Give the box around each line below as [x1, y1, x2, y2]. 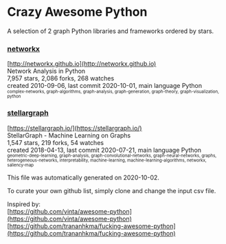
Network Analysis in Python [7, 67, 86, 76]
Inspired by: [7, 200, 41, 208]
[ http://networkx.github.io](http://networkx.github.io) [7, 60, 157, 68]
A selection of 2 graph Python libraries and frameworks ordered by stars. [7, 27, 214, 35]
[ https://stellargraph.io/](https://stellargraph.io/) [7, 124, 142, 132]
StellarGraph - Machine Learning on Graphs [7, 131, 131, 140]
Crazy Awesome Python [7, 4, 148, 20]
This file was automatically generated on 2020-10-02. [7, 173, 160, 181]
